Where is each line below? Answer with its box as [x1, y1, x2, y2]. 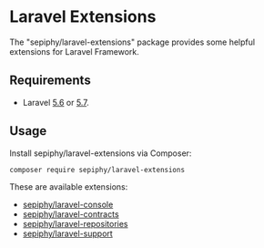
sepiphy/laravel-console [22, 199, 114, 211]
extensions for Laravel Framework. [9, 46, 139, 57]
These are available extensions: [9, 181, 128, 192]
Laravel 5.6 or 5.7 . [22, 97, 89, 108]
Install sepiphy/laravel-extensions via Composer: [9, 148, 192, 159]
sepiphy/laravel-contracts [22, 209, 120, 220]
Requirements [9, 73, 91, 88]
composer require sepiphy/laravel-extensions [9, 165, 185, 174]
